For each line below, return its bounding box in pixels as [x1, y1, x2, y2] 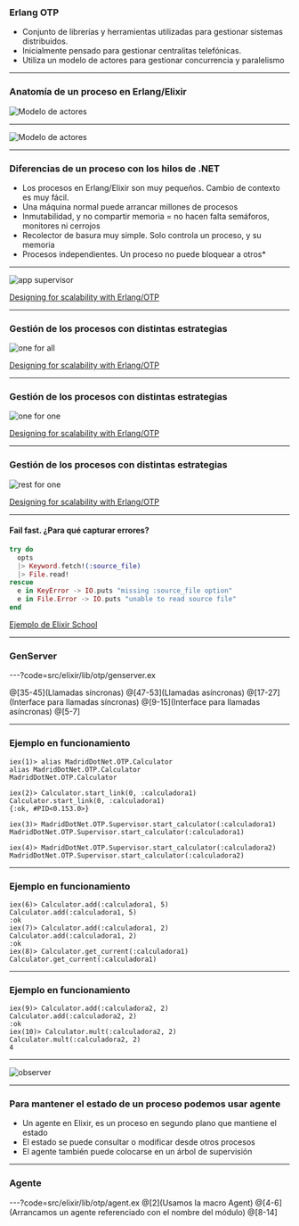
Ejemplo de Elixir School [9, 618, 98, 630]
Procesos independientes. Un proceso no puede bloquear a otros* [21, 248, 267, 260]
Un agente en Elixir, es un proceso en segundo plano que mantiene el [21, 1118, 278, 1129]
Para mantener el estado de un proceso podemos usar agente [9, 1098, 281, 1110]
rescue [9, 578, 34, 587]
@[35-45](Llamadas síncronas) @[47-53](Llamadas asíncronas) [9, 687, 245, 698]
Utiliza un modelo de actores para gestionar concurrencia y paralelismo [21, 55, 285, 66]
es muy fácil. [21, 192, 69, 203]
